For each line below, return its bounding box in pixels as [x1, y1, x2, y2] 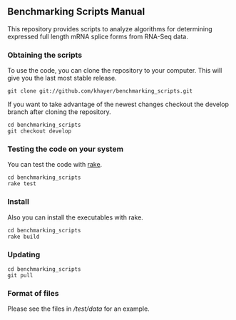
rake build [7, 233, 40, 240]
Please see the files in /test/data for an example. [7, 304, 150, 313]
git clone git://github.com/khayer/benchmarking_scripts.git [7, 88, 193, 95]
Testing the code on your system [7, 144, 123, 154]
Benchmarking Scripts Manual [7, 6, 145, 18]
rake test [7, 180, 37, 187]
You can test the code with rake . [7, 160, 103, 169]
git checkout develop [7, 128, 72, 135]
